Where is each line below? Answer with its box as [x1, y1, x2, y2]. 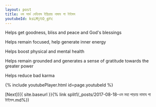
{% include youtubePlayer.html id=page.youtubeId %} [5, 82, 114, 88]
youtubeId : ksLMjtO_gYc [5, 16, 54, 21]
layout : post [5, 7, 32, 12]
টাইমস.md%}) [5, 97, 29, 103]
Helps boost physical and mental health [5, 48, 84, 54]
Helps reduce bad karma [5, 73, 55, 79]
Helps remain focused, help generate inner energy [5, 39, 106, 45]
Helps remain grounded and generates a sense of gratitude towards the [5, 58, 149, 64]
